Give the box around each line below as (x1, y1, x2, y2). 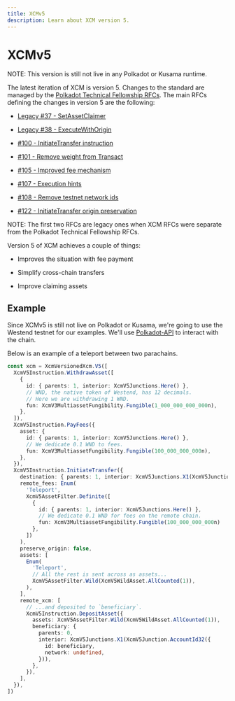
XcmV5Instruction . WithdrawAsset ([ (13, 369, 114, 376)
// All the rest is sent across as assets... (32, 571, 168, 578)
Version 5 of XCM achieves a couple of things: (7, 241, 141, 250)
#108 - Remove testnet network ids (17, 193, 119, 201)
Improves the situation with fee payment (17, 255, 134, 263)
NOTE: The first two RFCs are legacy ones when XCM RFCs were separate (7, 220, 222, 229)
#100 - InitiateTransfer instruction (17, 139, 114, 148)
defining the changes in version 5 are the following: (7, 99, 155, 107)
